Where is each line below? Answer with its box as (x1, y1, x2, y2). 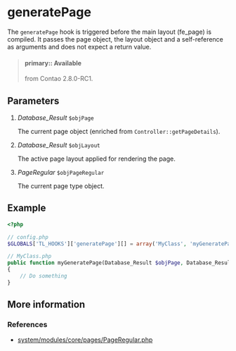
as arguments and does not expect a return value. (7, 42, 152, 51)
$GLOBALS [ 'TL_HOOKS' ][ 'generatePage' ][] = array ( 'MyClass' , (7, 240, 188, 247)
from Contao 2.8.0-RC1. (24, 75, 93, 83)
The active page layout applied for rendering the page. (17, 154, 176, 163)
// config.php (7, 233, 49, 240)
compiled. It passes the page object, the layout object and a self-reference (7, 35, 223, 43)
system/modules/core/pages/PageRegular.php (17, 335, 153, 344)
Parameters (7, 94, 60, 106)
